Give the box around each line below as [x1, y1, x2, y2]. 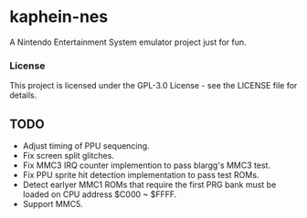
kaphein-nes [9, 6, 109, 27]
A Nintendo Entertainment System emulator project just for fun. [9, 36, 247, 47]
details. [9, 89, 37, 101]
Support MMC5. [22, 199, 84, 210]
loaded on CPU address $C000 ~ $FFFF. [22, 189, 177, 200]
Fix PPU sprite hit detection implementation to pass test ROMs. [22, 170, 259, 181]
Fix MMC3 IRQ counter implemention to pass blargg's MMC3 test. [22, 160, 271, 171]
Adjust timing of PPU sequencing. [22, 140, 150, 151]
